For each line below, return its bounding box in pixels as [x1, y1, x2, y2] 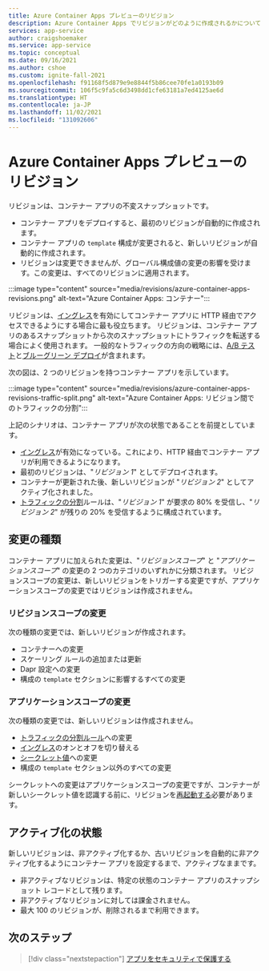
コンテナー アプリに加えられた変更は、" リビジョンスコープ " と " [8, 556, 220, 565]
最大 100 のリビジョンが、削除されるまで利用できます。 [19, 905, 204, 915]
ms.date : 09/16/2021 [8, 57, 78, 65]
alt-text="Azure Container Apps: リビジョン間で [97, 393, 255, 403]
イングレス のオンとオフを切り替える [19, 743, 140, 752]
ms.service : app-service [8, 42, 91, 50]
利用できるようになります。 [34, 457, 126, 467]
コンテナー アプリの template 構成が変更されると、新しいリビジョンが [19, 238, 251, 247]
